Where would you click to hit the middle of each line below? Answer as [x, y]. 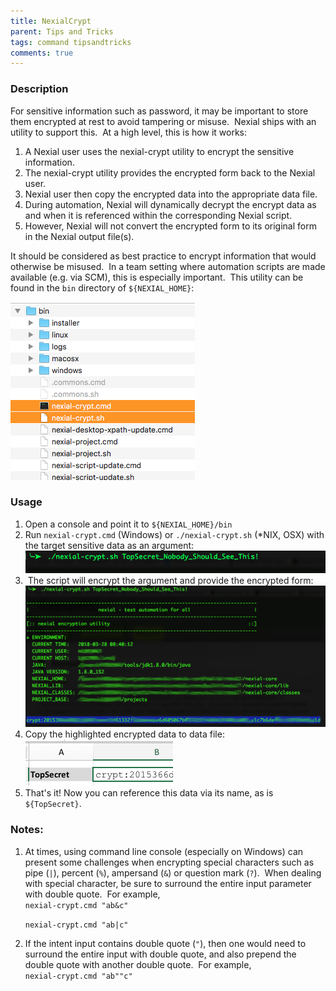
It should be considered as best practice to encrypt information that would [163, 256]
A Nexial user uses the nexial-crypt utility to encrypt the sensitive [159, 151]
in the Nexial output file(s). [79, 236]
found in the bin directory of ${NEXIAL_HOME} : [102, 287]
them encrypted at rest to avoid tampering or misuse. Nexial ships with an [163, 121]
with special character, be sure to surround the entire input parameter [168, 883]
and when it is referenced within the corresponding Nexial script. [158, 215]
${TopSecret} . [53, 804]
